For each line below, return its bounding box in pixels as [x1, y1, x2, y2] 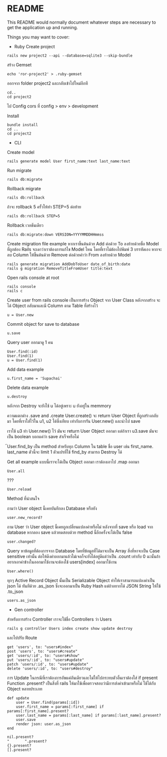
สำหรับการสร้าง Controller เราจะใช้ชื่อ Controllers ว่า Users [7, 616, 112, 622]
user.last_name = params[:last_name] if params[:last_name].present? [16, 713, 162, 718]
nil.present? [7, 734, 34, 739]
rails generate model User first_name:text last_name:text [7, 159, 131, 164]
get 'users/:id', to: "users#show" [7, 653, 80, 658]
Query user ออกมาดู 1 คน [7, 339, 54, 345]
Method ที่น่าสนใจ [7, 495, 40, 501]
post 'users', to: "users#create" [7, 649, 78, 654]
